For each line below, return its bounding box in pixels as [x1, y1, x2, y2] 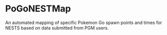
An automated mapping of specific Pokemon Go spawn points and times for [5, 19, 162, 25]
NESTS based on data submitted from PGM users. [5, 24, 109, 30]
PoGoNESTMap [5, 3, 71, 14]
